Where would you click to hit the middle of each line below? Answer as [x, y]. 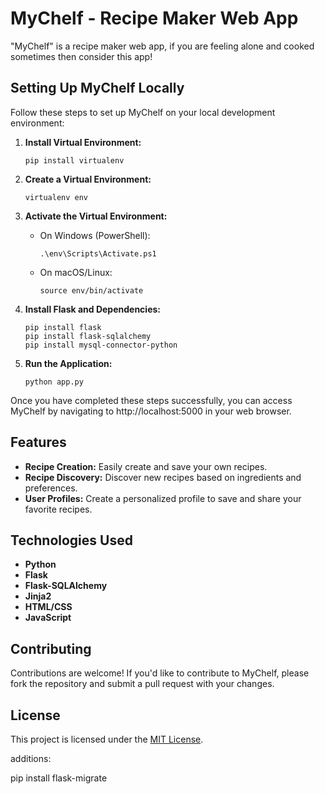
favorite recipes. [58, 509]
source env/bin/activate [91, 290]
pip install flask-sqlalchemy [88, 336]
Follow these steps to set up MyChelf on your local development [143, 112]
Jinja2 [38, 596]
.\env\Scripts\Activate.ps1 [98, 253]
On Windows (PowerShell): [95, 235]
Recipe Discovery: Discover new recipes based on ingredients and [163, 477]
